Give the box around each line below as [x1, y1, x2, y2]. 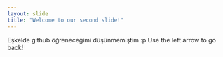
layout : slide [7, 10, 49, 17]
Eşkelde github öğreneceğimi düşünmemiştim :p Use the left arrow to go [7, 35, 216, 44]
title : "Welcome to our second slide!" [7, 17, 124, 24]
